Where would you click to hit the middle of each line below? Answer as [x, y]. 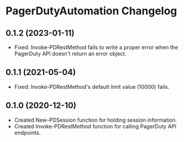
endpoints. [27, 132]
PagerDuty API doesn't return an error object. [70, 54]
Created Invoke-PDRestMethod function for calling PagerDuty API [95, 126]
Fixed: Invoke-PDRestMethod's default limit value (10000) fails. [92, 87]
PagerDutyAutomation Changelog [91, 11]
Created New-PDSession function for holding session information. [96, 120]
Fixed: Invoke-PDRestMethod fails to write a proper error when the [96, 47]
